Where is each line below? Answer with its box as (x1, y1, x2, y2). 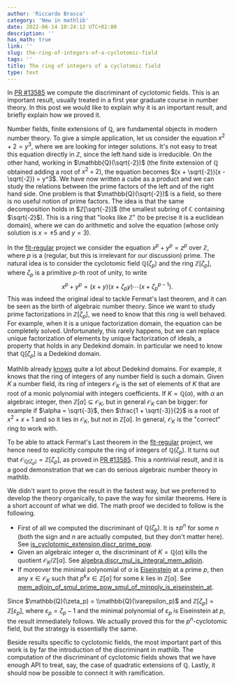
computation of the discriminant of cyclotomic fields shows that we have (7, 652, 217, 661)
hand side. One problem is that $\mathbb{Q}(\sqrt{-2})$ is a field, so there (7, 190, 222, 198)
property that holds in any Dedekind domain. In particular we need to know (7, 341, 223, 350)
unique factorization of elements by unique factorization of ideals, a (7, 334, 203, 342)
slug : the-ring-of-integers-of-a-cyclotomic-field (7, 50, 158, 57)
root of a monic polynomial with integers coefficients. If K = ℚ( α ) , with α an (7, 389, 224, 397)
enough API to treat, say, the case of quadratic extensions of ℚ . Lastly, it (7, 660, 216, 669)
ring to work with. (7, 424, 58, 432)
